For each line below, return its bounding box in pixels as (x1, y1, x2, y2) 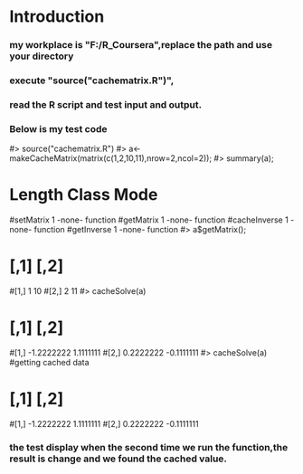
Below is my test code (9, 122, 108, 135)
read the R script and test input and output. (9, 98, 202, 110)
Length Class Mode (9, 185, 158, 205)
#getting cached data (9, 357, 90, 368)
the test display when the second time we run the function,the (9, 441, 289, 453)
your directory (9, 50, 74, 62)
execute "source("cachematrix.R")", (9, 74, 175, 87)
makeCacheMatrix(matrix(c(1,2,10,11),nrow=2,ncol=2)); (9, 153, 213, 164)
